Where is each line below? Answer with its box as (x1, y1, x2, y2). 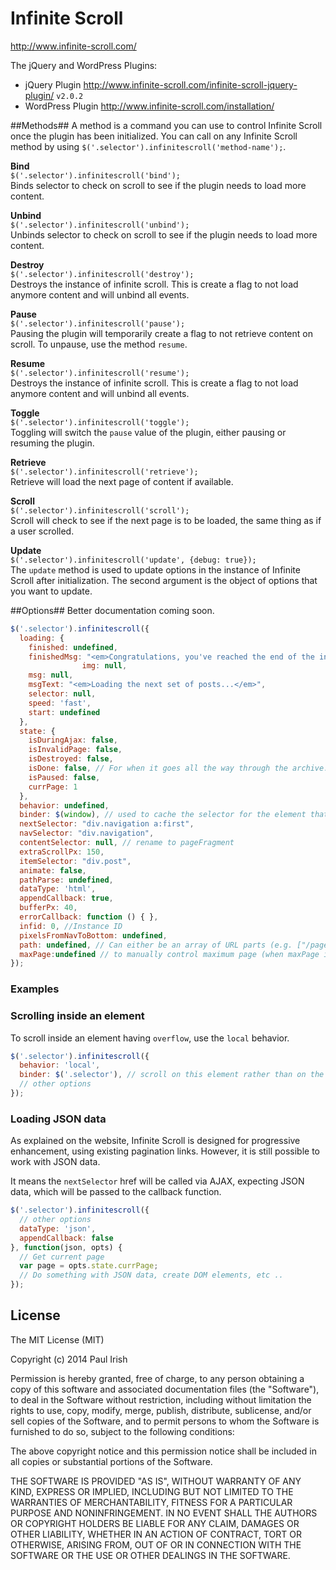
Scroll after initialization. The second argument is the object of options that (10, 574, 318, 586)
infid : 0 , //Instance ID (19, 921, 123, 931)
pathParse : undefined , (19, 875, 114, 885)
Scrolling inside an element (10, 1009, 145, 1023)
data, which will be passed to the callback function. (10, 1186, 222, 1198)
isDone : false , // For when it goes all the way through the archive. (28, 763, 329, 774)
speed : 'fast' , (28, 698, 92, 708)
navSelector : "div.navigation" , (19, 828, 155, 839)
